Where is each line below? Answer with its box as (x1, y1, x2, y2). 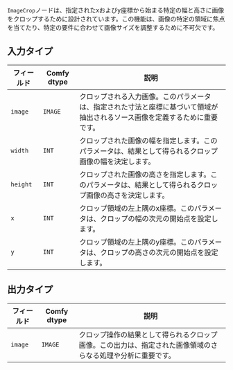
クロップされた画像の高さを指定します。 (79, 169, 211, 179)
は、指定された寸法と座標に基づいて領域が (79, 102, 218, 112)
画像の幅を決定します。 (79, 157, 155, 166)
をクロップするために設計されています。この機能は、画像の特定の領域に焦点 (7, 15, 225, 23)
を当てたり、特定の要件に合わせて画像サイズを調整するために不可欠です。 (7, 24, 219, 31)
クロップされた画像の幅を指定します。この (79, 136, 218, 146)
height (10, 180, 33, 188)
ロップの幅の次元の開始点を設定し (107, 213, 218, 223)
